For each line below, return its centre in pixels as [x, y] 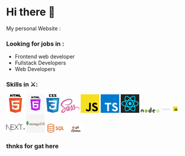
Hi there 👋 [31, 12]
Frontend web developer [45, 57]
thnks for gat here [33, 146]
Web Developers [35, 69]
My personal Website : [34, 28]
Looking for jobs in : [35, 44]
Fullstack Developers [40, 63]
